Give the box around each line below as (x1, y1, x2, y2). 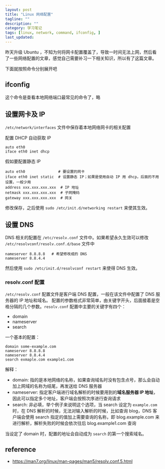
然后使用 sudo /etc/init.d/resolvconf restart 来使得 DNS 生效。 (5, 265, 140, 271)
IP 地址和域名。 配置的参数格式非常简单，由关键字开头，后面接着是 (19, 297, 156, 303)
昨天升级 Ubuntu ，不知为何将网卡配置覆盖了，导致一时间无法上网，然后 (5, 49, 153, 55)
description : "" (5, 21, 39, 26)
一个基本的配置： (5, 334, 40, 340)
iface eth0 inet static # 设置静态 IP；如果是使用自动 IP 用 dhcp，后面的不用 (5, 174, 159, 179)
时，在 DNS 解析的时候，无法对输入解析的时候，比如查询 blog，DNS (12, 408, 152, 414)
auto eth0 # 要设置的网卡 (5, 169, 85, 174)
